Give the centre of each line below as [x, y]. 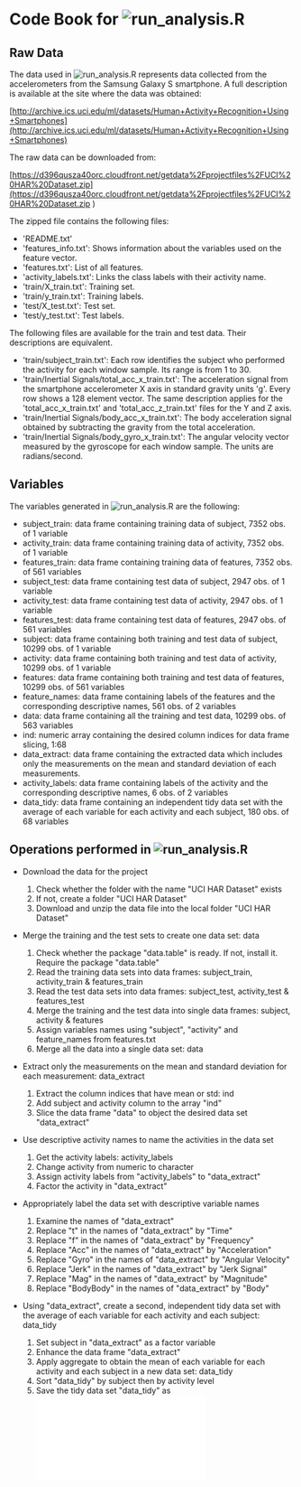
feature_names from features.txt [96, 1039]
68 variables [46, 821]
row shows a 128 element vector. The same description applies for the [153, 398]
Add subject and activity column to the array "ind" [129, 1103]
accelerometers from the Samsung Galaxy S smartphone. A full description [149, 84]
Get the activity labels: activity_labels [105, 1157]
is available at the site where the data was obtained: [105, 94]
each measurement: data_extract [84, 1076]
